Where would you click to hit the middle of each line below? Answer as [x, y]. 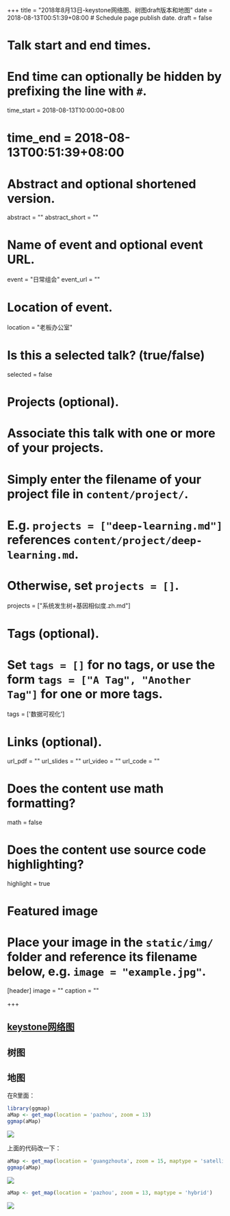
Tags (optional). [53, 633]
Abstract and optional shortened [102, 184]
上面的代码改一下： [34, 1148]
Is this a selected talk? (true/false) [106, 356]
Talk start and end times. [79, 46]
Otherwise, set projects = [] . [93, 586]
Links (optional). [55, 742]
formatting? [41, 803]
